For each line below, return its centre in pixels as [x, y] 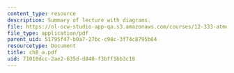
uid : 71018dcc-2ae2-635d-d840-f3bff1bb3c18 [71, 59]
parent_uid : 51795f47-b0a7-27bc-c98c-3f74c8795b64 [82, 40]
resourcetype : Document [42, 46]
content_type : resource [42, 14]
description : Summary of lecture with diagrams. [79, 20]
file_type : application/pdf [48, 33]
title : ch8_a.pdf [32, 53]
